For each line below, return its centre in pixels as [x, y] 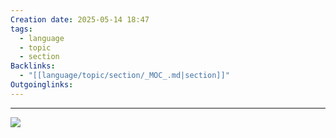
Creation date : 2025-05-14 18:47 [80, 19]
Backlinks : [33, 66]
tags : [21, 29]
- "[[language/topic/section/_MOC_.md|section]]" [124, 76]
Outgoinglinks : [42, 85]
